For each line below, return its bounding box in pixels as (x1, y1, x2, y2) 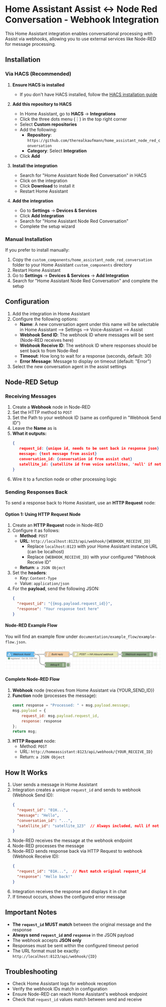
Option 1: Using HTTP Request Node (5, 511, 81, 517)
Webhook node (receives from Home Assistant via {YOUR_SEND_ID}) (12, 688, 155, 694)
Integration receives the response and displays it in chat (12, 888, 127, 894)
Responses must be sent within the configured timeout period (12, 942, 139, 948)
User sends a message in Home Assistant (12, 782, 98, 788)
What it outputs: (12, 430, 47, 436)
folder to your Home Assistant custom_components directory (12, 262, 132, 268)
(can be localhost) (27, 549, 64, 555)
